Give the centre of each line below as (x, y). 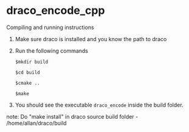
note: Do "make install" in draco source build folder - (72, 116)
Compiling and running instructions (50, 27)
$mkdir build (32, 62)
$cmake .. (28, 83)
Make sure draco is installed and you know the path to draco (91, 39)
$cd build (28, 72)
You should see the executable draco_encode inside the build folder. (99, 105)
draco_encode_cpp (56, 11)
